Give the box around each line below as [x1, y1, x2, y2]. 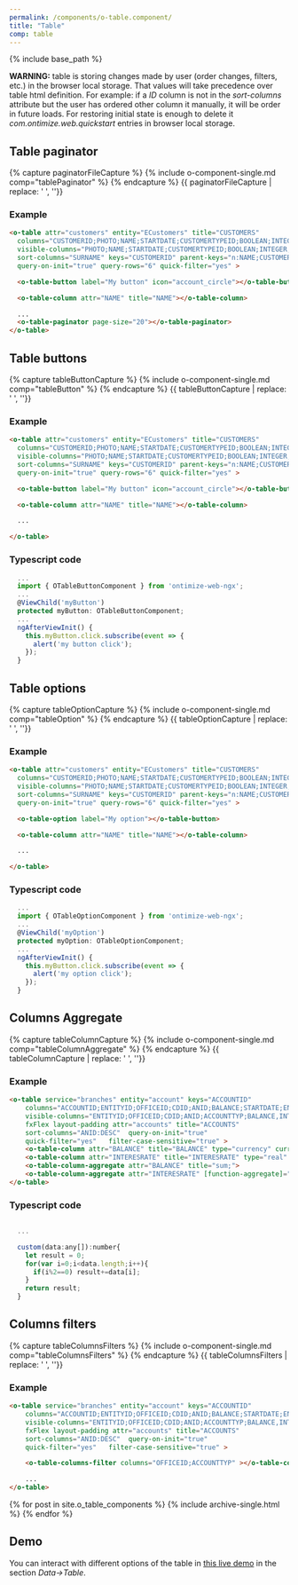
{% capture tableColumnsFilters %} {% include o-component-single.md [9, 1340, 272, 1351]
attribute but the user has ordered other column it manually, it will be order [9, 99, 281, 110]
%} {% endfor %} [9, 1509, 74, 1519]
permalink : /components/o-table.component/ [9, 12, 173, 22]
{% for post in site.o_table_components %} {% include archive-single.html [9, 1499, 280, 1510]
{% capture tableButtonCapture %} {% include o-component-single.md [9, 375, 271, 385]
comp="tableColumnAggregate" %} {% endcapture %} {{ [9, 1044, 220, 1054]
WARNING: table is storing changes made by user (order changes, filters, [9, 71, 278, 82]
